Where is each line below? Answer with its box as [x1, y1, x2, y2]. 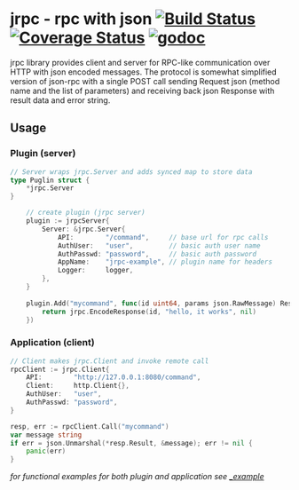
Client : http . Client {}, [26, 382, 130, 391]
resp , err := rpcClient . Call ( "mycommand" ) [10, 422, 169, 431]
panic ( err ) [26, 447, 67, 456]
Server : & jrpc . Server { [42, 225, 126, 233]
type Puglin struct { [10, 176, 90, 185]
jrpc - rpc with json [10, 9, 153, 29]
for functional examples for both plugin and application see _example [10, 471, 264, 482]
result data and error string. [10, 94, 111, 106]
